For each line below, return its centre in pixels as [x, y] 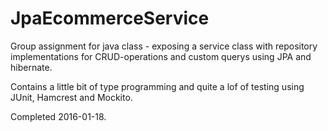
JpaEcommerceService [110, 18]
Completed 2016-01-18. [58, 116]
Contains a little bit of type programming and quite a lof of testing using [157, 86]
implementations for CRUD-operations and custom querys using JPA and [161, 56]
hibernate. [31, 67]
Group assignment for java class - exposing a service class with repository [164, 46]
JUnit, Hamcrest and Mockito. [71, 97]
